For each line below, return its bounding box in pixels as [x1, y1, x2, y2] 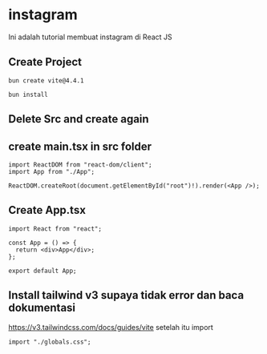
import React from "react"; [8, 224, 103, 233]
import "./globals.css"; [8, 338, 91, 346]
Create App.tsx [8, 203, 87, 217]
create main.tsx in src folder [8, 139, 152, 153]
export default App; [8, 267, 78, 275]
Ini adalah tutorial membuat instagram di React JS [8, 32, 172, 42]
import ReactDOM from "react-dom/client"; [8, 160, 152, 169]
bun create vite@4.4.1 [8, 76, 84, 85]
